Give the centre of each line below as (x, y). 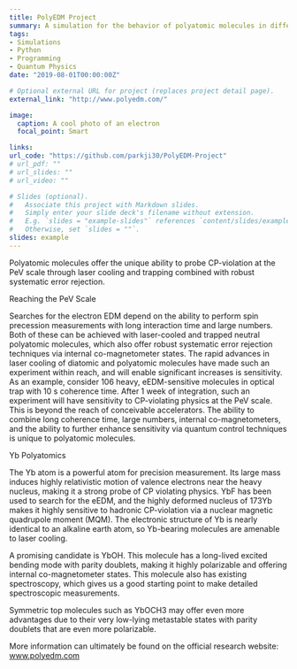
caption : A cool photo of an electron (89, 123)
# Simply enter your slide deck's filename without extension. (132, 213)
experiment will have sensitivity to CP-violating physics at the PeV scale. (141, 400)
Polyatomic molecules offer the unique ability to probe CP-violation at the (142, 263)
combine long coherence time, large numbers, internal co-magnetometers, (145, 419)
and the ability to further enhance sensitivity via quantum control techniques (148, 428)
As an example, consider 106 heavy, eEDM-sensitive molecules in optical (142, 381)
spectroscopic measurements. (65, 593)
